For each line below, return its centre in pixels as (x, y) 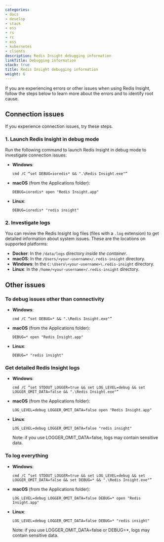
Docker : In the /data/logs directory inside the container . (70, 253)
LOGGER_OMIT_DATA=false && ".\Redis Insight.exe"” (65, 392)
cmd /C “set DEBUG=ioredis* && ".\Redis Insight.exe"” (70, 174)
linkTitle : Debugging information (41, 60)
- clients (15, 51)
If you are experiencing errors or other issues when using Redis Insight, (78, 88)
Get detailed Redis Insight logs (42, 368)
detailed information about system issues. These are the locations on (75, 239)
